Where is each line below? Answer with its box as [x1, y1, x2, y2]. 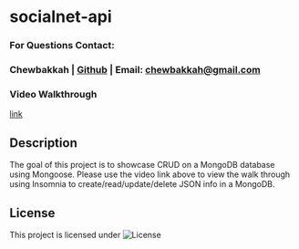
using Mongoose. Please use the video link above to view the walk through [9, 169, 291, 180]
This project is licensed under [9, 229, 121, 240]
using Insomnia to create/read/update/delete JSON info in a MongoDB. [9, 179, 275, 190]
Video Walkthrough [9, 88, 98, 100]
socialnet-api [9, 6, 112, 27]
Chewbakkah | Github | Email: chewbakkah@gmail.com [9, 64, 262, 77]
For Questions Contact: [9, 39, 116, 52]
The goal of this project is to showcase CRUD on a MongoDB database [9, 160, 275, 171]
